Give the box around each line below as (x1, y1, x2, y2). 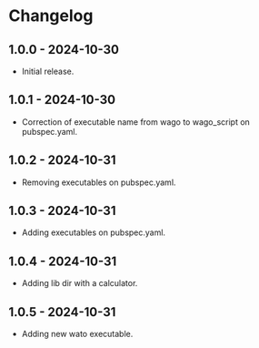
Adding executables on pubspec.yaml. (21, 227, 165, 238)
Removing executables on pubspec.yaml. (21, 177, 176, 188)
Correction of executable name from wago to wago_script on (21, 116, 251, 128)
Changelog (8, 5, 94, 26)
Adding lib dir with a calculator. (21, 278, 138, 289)
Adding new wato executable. (21, 329, 134, 340)
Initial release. (21, 66, 75, 77)
